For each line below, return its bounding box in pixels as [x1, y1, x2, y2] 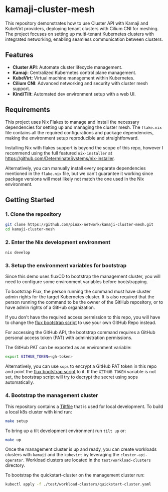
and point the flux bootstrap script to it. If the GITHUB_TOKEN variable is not [5, 369, 156, 375]
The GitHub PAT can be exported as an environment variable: [5, 345, 132, 351]
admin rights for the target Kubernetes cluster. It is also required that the [5, 294, 154, 300]
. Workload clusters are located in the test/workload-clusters [23, 457, 151, 463]
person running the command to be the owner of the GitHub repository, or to [5, 299, 163, 305]
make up [5, 437, 22, 442]
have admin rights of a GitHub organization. [5, 304, 95, 310]
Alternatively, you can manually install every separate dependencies [5, 165, 146, 171]
